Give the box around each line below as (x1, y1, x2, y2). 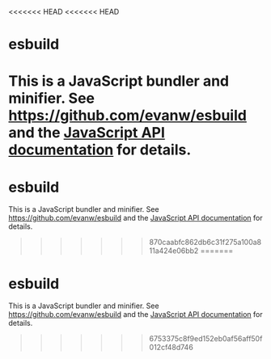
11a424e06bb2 (149, 246, 199, 256)
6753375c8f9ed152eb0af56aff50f (149, 334, 263, 344)
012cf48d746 (149, 343, 194, 353)
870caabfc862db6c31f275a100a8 (149, 238, 262, 247)
